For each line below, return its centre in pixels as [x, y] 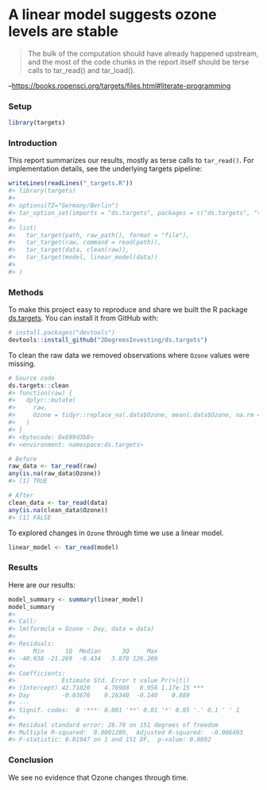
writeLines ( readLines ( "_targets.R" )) [71, 183]
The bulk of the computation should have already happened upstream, [143, 53]
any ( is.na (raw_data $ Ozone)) [55, 474]
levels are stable [64, 31]
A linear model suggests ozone [112, 15]
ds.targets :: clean [39, 385]
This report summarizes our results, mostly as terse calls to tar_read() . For [131, 160]
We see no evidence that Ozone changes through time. [99, 777]
